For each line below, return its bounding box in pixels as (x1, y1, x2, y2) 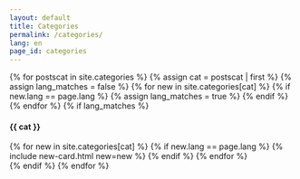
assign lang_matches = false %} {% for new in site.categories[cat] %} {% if (9, 81, 291, 92)
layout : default (9, 13, 71, 23)
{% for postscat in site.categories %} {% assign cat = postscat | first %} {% (9, 71, 292, 82)
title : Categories (9, 22, 79, 31)
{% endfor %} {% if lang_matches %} (9, 100, 150, 111)
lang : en (9, 38, 43, 48)
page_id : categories (9, 47, 88, 56)
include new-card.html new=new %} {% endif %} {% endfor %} (9, 151, 247, 162)
